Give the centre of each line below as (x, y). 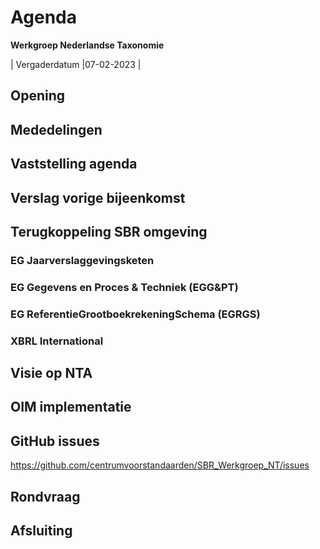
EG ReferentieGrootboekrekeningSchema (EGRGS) (135, 314)
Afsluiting (41, 530)
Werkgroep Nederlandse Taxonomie (87, 45)
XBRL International (57, 341)
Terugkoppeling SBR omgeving (109, 231)
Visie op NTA (51, 372)
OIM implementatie (71, 407)
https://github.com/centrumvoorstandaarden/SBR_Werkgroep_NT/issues (160, 465)
